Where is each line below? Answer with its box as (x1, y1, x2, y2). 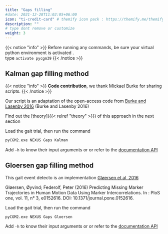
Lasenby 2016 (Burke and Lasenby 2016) (5, 103, 89, 109)
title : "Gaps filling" (5, 7, 52, 13)
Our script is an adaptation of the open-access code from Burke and (5, 98, 146, 104)
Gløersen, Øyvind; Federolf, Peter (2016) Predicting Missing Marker (5, 184, 143, 190)
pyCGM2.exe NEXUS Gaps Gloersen (5, 214, 72, 219)
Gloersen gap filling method (5, 161, 94, 170)
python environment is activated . (5, 50, 74, 56)
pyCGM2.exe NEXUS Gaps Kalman (5, 137, 68, 143)
